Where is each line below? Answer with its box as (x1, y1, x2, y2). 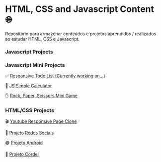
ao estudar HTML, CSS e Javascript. (5, 36, 80, 42)
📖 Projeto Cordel (5, 151, 39, 157)
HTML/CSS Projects (5, 107, 55, 114)
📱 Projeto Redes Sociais (5, 130, 54, 136)
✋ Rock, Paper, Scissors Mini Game (5, 93, 78, 99)
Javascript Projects (5, 48, 53, 55)
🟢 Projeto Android (5, 140, 43, 146)
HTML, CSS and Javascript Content (5, 3, 155, 15)
